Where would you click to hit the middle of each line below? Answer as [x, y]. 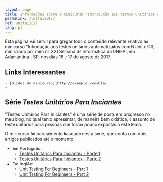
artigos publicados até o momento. [40, 139]
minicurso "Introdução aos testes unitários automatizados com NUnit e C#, [80, 47]
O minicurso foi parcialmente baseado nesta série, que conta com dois [76, 133]
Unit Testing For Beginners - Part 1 [54, 169]
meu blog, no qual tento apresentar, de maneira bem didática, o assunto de [80, 119]
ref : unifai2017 [21, 23]
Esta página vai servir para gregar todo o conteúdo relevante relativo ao [77, 41]
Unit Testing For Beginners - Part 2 [54, 174]
